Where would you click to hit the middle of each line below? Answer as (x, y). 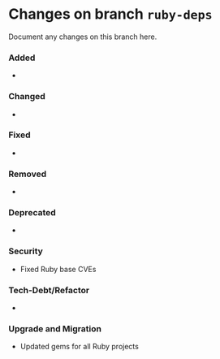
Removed (28, 174)
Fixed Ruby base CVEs (58, 269)
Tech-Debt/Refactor (49, 290)
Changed (27, 97)
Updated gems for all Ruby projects (80, 347)
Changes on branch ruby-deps (110, 14)
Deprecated (32, 213)
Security (26, 251)
